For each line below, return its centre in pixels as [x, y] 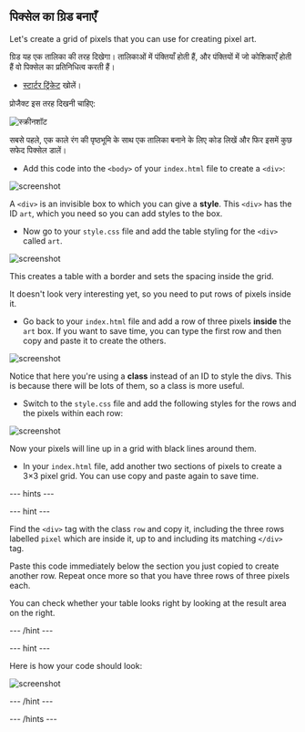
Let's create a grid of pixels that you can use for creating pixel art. [133, 38]
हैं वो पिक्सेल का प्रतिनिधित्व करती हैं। [62, 67]
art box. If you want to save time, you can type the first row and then [152, 330]
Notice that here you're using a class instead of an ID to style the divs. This [151, 376]
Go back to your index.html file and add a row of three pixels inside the [157, 321]
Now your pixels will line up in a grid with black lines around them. [133, 448]
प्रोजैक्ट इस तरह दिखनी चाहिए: [52, 103]
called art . [42, 241]
